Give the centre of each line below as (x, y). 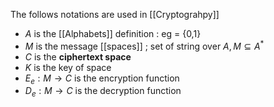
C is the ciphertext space (78, 56)
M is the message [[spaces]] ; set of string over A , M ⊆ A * (144, 45)
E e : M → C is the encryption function (102, 79)
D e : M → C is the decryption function (103, 92)
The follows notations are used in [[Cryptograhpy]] (115, 14)
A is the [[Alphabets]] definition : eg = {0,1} (113, 33)
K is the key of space (68, 67)
